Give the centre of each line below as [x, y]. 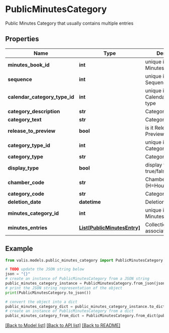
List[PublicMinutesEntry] [110, 227]
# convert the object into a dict [41, 302]
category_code [26, 194]
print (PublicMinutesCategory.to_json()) [48, 293]
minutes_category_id [33, 213]
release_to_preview [32, 131]
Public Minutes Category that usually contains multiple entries [69, 23]
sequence [20, 79]
